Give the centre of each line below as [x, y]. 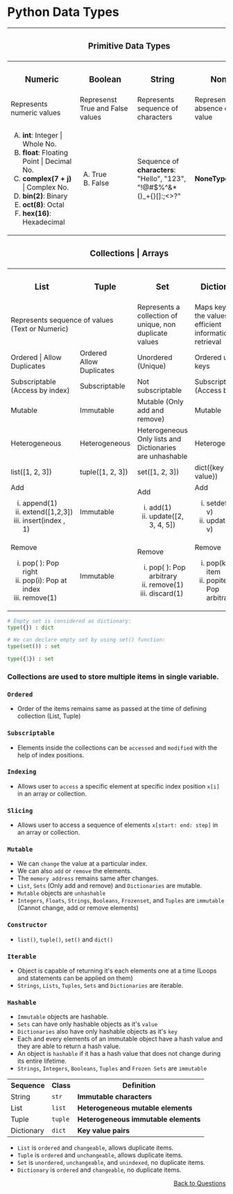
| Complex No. [46, 187]
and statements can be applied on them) [75, 978]
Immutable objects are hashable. [63, 1017]
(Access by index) [40, 390]
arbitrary [163, 575]
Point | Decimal [47, 161]
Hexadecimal [44, 221]
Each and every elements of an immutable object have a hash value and [120, 1039]
